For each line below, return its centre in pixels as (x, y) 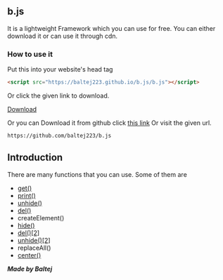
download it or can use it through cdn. (63, 36)
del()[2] (28, 233)
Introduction (35, 158)
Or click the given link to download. (58, 95)
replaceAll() (34, 248)
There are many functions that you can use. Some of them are (97, 174)
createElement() (41, 218)
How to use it (30, 54)
